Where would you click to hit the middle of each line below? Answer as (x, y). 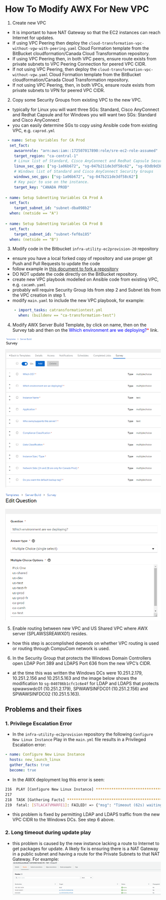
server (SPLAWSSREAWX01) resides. (50, 633)
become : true (23, 770)
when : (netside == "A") (34, 213)
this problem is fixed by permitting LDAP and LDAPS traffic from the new (86, 814)
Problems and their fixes (44, 710)
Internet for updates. (33, 38)
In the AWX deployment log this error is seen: (58, 779)
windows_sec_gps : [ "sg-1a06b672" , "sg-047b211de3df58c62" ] (76, 177)
